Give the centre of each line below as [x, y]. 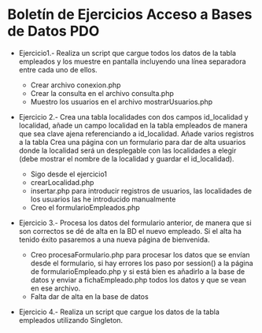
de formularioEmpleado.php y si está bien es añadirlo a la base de [138, 271]
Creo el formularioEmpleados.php [85, 207]
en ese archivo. [55, 288]
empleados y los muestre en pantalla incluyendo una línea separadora [132, 61]
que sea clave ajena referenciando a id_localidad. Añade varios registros [137, 133]
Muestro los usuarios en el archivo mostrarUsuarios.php [122, 102]
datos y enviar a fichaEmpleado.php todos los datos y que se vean [138, 279]
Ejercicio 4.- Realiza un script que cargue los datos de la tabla [119, 312]
